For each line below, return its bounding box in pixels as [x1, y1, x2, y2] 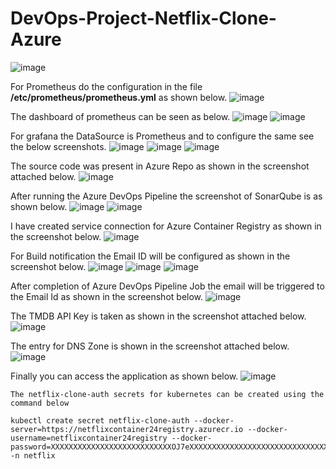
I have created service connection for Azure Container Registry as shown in [10, 220, 322, 232]
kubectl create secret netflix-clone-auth [10, 415, 190, 426]
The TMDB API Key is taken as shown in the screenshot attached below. [10, 310, 307, 322]
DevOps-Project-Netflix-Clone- [10, 7, 277, 30]
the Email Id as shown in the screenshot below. [10, 290, 204, 302]
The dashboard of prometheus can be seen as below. [10, 110, 231, 122]
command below [10, 398, 70, 408]
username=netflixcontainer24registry [10, 433, 168, 443]
